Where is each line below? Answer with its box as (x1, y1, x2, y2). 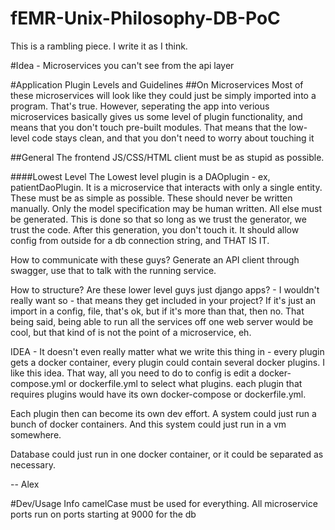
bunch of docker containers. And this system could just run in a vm (10, 418, 287, 430)
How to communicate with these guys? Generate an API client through (10, 253, 300, 266)
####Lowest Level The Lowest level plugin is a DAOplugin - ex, (10, 170, 271, 182)
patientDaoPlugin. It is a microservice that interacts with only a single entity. (10, 181, 323, 193)
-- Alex (10, 478, 40, 490)
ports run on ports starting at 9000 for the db (10, 508, 197, 520)
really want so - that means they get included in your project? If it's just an (10, 294, 317, 306)
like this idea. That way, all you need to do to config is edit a (10, 367, 257, 379)
